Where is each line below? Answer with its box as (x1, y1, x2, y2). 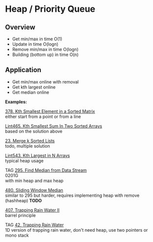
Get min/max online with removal (12, 79, 79, 84)
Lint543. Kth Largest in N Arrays (5, 152, 70, 158)
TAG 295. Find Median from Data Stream (5, 167, 87, 173)
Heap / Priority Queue (5, 3, 96, 15)
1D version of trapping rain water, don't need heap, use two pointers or (5, 227, 148, 233)
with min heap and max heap (5, 178, 64, 184)
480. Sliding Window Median (5, 187, 64, 193)
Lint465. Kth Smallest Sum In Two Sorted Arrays (5, 123, 102, 129)
